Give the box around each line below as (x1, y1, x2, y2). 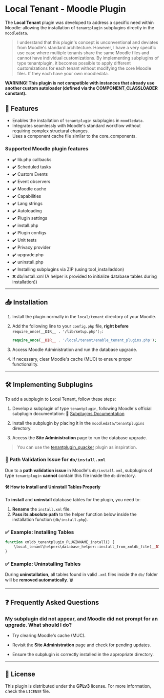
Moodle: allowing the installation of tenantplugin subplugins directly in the (5, 24, 155, 30)
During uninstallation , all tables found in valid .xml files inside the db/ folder (5, 572, 158, 577)
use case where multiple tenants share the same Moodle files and (17, 50, 149, 56)
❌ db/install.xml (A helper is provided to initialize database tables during (12, 273, 157, 279)
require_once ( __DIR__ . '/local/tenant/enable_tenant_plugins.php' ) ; (12, 338, 157, 343)
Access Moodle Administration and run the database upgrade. (12, 347, 138, 352)
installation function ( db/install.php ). (12, 516, 88, 523)
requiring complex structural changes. (12, 128, 89, 134)
